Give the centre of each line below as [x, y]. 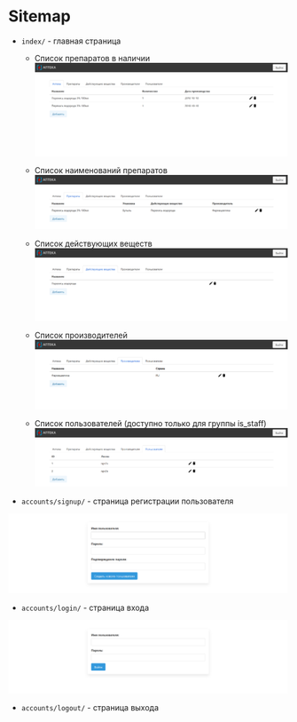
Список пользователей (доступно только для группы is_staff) [150, 423]
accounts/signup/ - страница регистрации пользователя [127, 501]
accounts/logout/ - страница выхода [90, 708]
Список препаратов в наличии [92, 58]
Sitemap [40, 16]
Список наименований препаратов [101, 170]
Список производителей [81, 336]
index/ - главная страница [71, 41]
